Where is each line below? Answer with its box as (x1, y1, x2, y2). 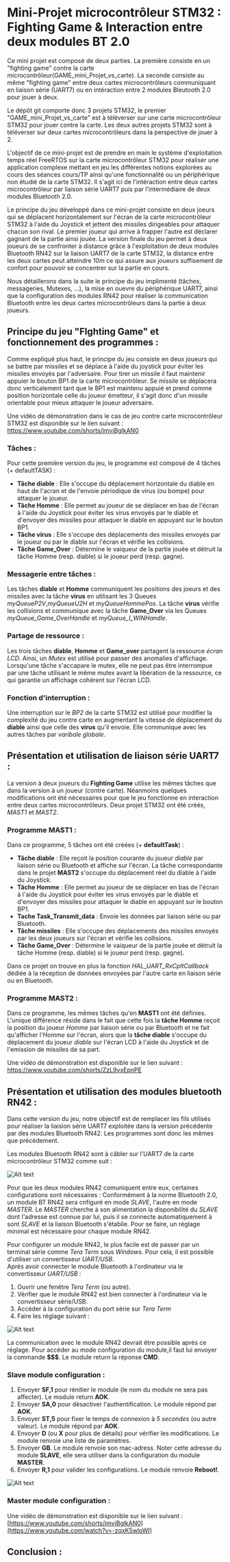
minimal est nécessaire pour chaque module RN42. (7, 1227, 152, 1235)
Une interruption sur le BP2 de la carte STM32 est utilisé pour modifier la (7, 708, 212, 716)
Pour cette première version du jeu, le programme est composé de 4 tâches (7, 459, 221, 467)
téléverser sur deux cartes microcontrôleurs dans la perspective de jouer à (7, 128, 218, 136)
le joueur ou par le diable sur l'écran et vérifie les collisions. (16, 538, 185, 546)
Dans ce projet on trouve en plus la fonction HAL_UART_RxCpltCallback (7, 962, 209, 970)
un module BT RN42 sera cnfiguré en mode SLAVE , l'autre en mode (7, 1198, 197, 1207)
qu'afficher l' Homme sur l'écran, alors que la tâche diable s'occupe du (7, 1031, 207, 1039)
